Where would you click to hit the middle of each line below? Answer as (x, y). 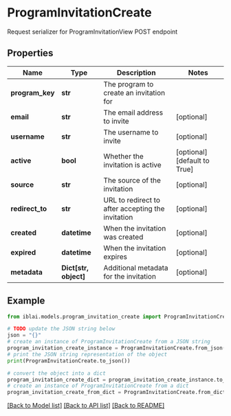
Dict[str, (75, 268)
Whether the (123, 156)
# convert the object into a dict (57, 373)
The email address (133, 113)
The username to (131, 132)
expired (23, 252)
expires (115, 257)
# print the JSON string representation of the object (87, 354)
